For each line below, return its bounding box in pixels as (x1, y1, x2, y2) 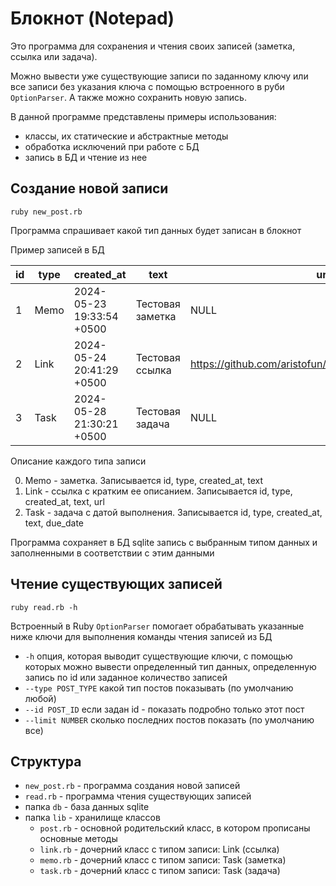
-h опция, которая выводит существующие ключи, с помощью (24, 650, 293, 662)
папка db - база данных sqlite (24, 801, 150, 813)
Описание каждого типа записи (10, 455, 147, 467)
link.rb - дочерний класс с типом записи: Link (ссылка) (39, 843, 280, 856)
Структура (10, 753, 82, 770)
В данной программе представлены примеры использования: (10, 110, 277, 122)
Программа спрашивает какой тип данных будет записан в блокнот (10, 224, 302, 236)
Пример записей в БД (10, 243, 105, 256)
